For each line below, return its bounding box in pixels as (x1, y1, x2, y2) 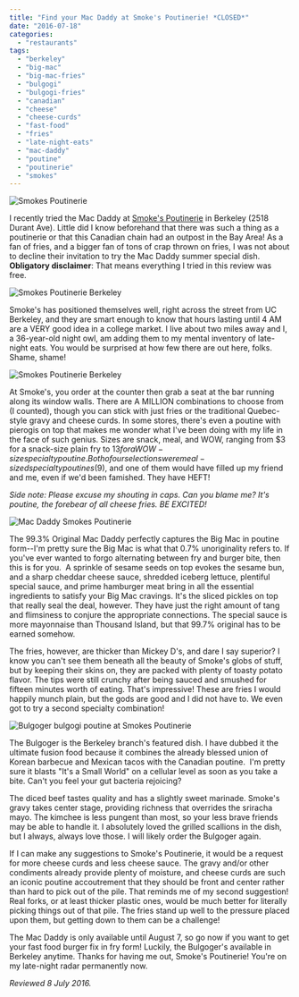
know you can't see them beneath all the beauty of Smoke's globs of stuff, (9, 655, 283, 666)
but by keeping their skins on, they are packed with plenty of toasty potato (9, 665, 283, 676)
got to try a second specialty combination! (9, 703, 165, 714)
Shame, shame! (9, 352, 67, 363)
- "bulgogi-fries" (17, 88, 87, 97)
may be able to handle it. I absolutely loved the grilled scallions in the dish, (9, 822, 283, 832)
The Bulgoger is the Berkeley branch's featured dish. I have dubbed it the (9, 738, 279, 748)
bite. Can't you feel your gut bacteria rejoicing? (9, 775, 182, 787)
